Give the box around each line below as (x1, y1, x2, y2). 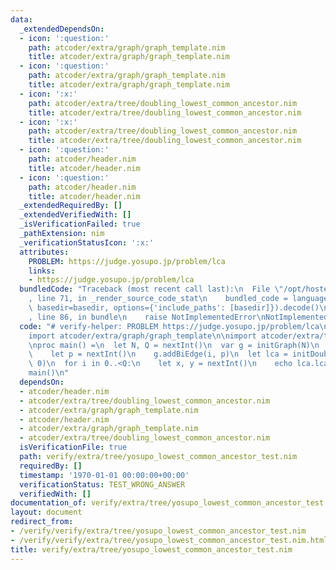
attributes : (19, 247, 70, 257)
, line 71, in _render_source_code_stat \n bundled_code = (28, 294, 288, 304)
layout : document (10, 507, 83, 518)
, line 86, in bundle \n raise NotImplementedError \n (28, 312, 267, 322)
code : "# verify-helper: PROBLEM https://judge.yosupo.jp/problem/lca (19, 321, 320, 331)
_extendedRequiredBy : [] (19, 201, 123, 211)
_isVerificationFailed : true (19, 219, 141, 230)
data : (10, 14, 33, 25)
